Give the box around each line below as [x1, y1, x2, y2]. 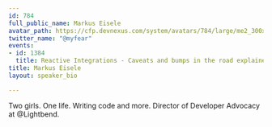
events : [8, 42, 35, 50]
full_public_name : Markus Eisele [8, 19, 121, 27]
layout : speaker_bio [8, 72, 79, 80]
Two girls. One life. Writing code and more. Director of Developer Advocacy [8, 100, 261, 110]
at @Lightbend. [8, 109, 60, 119]
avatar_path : [8, 27, 53, 35]
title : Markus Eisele [8, 64, 82, 72]
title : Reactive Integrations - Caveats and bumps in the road [15, 57, 233, 65]
